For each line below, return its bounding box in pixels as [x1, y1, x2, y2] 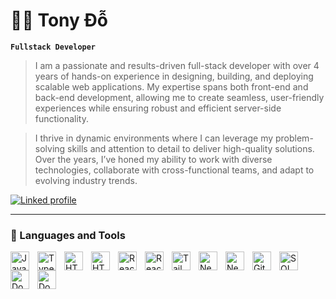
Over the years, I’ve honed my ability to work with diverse [34, 153, 273, 165]
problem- [274, 132, 314, 144]
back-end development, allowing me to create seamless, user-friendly [34, 91, 325, 103]
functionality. [34, 112, 89, 124]
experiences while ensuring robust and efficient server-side [34, 102, 282, 114]
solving [34, 142, 66, 154]
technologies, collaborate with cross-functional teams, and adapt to [34, 164, 315, 176]
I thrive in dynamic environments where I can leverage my [34, 132, 274, 144]
